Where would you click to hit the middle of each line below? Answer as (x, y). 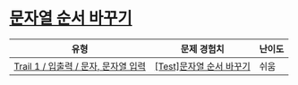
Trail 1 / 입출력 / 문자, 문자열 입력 (80, 66)
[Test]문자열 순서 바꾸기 (202, 66)
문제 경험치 (203, 48)
